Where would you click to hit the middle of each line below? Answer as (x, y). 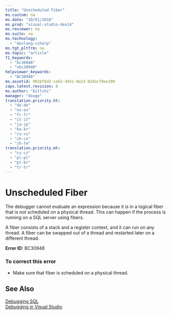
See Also (20, 289)
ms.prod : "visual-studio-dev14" (40, 24)
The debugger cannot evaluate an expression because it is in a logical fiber (84, 207)
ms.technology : (21, 39)
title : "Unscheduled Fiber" (35, 10)
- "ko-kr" (20, 129)
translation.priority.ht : (33, 100)
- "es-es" (20, 110)
